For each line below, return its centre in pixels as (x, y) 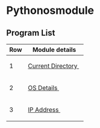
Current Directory (53, 66)
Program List (31, 33)
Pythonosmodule (50, 11)
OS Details (43, 88)
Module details (54, 50)
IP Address (43, 110)
